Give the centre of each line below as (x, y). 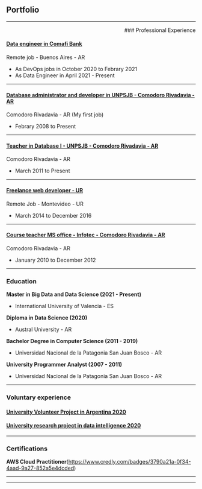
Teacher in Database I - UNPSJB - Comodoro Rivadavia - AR (82, 146)
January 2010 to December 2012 (55, 260)
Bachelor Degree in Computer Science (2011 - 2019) (72, 341)
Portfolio (23, 10)
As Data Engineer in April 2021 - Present (65, 75)
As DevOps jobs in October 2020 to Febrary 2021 (76, 69)
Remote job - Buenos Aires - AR (46, 57)
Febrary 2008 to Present (45, 127)
